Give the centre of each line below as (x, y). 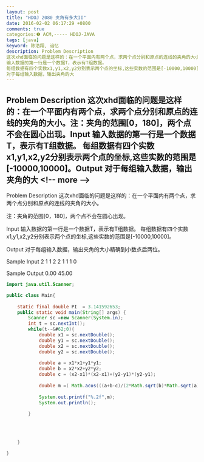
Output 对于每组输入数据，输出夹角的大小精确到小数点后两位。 (85, 250)
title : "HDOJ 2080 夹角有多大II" (46, 18)
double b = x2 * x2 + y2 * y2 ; (70, 369)
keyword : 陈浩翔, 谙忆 (33, 46)
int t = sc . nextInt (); (57, 324)
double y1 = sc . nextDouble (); (77, 341)
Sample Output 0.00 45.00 (39, 273)
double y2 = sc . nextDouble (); (77, 352)
